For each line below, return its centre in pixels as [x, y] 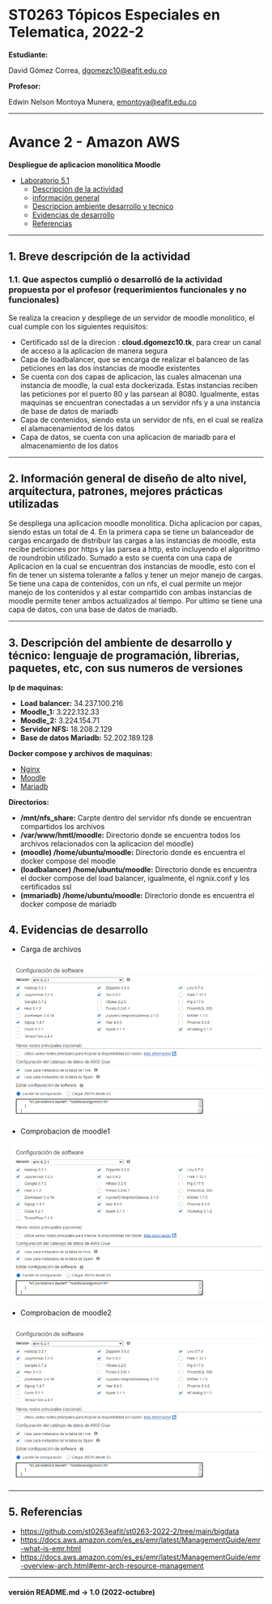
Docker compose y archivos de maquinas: [81, 754]
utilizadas [34, 503]
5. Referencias [46, 1512]
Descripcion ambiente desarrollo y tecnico [103, 206]
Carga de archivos [51, 949]
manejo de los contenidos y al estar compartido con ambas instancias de [130, 592]
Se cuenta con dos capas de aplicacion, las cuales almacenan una [131, 376]
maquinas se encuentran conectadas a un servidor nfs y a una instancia [140, 402]
